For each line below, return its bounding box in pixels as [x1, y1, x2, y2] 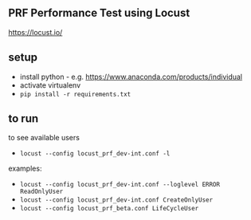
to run [8, 112, 39, 126]
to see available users [8, 133, 80, 143]
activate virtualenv [19, 80, 81, 90]
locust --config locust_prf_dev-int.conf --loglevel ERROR [19, 181, 221, 189]
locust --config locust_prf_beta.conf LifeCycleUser [19, 205, 199, 213]
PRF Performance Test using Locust [8, 6, 190, 20]
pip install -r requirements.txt [19, 90, 131, 98]
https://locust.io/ [8, 27, 63, 37]
